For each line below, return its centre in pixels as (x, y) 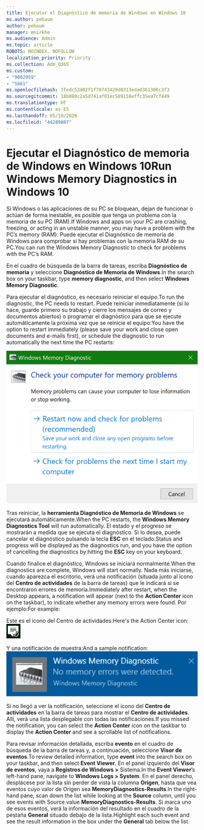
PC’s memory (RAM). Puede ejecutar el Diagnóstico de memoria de (90, 235)
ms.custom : (20, 71)
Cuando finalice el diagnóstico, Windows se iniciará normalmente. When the (101, 563)
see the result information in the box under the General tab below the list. (98, 821)
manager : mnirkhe (28, 32)
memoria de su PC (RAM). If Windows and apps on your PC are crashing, (97, 222)
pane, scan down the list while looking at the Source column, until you (108, 795)
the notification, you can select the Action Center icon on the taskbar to (96, 725)
